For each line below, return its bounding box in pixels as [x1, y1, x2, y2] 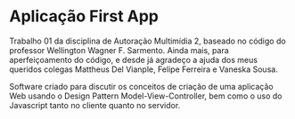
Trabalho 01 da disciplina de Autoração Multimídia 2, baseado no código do [9, 36, 287, 46]
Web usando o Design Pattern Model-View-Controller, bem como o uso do [9, 91, 283, 101]
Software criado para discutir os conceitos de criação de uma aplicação [9, 81, 274, 91]
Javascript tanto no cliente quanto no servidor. [9, 99, 181, 110]
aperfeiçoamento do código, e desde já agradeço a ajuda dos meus [9, 54, 258, 65]
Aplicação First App [9, 6, 159, 27]
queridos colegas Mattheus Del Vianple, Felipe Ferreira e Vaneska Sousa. [9, 64, 278, 75]
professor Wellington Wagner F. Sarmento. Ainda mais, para [9, 44, 229, 55]
